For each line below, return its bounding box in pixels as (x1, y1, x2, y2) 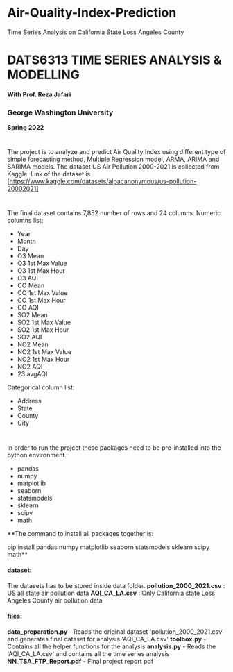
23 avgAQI (17, 370, 48, 378)
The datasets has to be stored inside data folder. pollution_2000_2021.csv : (7, 581, 225, 589)
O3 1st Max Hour (17, 267, 66, 275)
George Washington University (7, 108, 114, 117)
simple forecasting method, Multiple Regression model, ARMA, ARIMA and (7, 155, 220, 164)
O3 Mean (17, 252, 44, 260)
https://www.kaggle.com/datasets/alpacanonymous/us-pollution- (9, 177, 197, 185)
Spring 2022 (7, 124, 44, 132)
